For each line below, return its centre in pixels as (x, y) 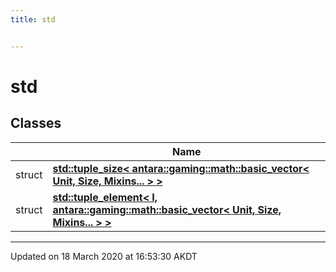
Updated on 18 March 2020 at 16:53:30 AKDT (104, 256)
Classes (36, 123)
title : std (33, 19)
